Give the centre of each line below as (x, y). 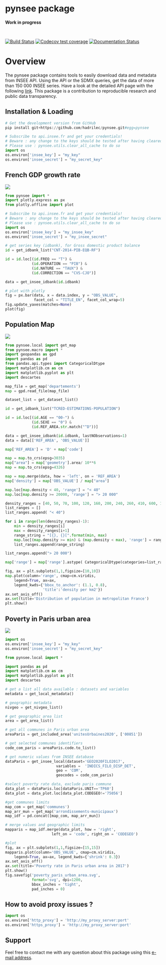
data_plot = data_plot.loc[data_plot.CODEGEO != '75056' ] (64, 793)
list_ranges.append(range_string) (49, 544)
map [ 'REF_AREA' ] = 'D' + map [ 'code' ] (44, 449)
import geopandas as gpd (31, 354)
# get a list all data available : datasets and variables (67, 689)
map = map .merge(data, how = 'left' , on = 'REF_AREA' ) (63, 477)
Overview (25, 62)
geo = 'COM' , (69, 771)
